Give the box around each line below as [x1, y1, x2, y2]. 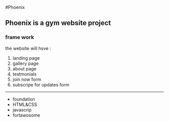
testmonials [12, 71, 37, 77]
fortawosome [12, 112, 40, 118]
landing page [12, 55, 40, 61]
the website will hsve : [5, 45, 51, 51]
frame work [5, 34, 34, 41]
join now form [12, 76, 41, 82]
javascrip [12, 106, 32, 112]
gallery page [12, 60, 39, 66]
